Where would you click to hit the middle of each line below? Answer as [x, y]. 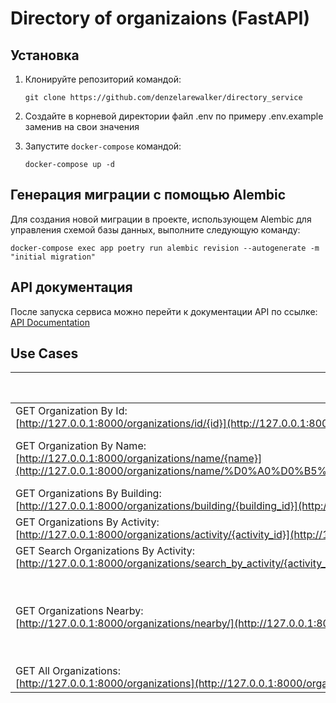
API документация [71, 287]
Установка [45, 55]
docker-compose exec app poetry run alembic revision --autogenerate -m [165, 248]
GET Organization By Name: [81, 446]
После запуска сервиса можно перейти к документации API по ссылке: [164, 311]
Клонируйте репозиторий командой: [103, 79]
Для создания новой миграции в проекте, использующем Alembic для [161, 219]
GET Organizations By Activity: [87, 522]
